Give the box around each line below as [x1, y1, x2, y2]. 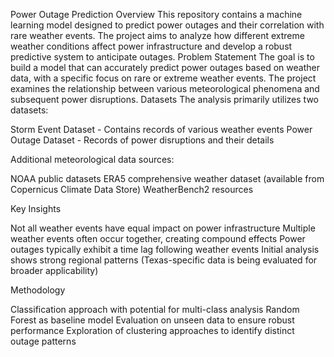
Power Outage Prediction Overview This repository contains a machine [10, 9, 303, 20]
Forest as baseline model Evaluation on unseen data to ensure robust [10, 314, 295, 326]
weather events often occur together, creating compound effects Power [10, 233, 306, 244]
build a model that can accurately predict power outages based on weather [10, 62, 320, 73]
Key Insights [10, 203, 62, 214]
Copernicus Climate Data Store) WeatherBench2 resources [10, 184, 254, 195]
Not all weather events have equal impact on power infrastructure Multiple [10, 222, 316, 234]
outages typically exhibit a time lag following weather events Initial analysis [10, 244, 320, 255]
